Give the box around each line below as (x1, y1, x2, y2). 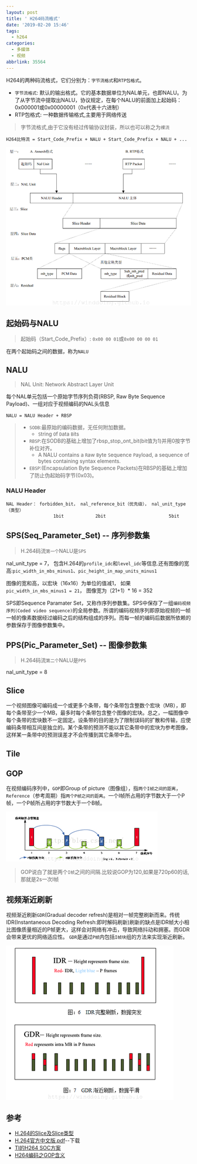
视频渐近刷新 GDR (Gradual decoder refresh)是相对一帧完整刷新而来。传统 (6, 912, 180, 919)
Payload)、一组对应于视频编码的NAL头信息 (6, 400, 110, 407)
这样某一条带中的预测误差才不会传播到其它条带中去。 (6, 731, 135, 738)
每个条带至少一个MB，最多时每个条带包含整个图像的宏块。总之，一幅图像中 (6, 709, 189, 716)
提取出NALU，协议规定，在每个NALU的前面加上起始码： (45, 96, 182, 103)
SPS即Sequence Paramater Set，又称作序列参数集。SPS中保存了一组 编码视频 (6, 599, 191, 606)
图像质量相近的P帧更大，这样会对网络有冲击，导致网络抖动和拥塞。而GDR (11, 926, 190, 933)
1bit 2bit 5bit (53, 513, 180, 519)
